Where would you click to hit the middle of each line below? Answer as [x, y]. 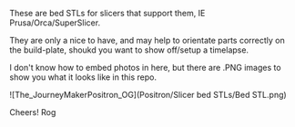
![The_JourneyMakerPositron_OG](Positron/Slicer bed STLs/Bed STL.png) [148, 95]
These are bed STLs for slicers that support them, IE [107, 13]
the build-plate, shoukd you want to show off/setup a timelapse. [129, 50]
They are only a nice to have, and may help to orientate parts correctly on [147, 40]
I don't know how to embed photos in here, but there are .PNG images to [145, 68]
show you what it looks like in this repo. [83, 77]
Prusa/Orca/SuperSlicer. [55, 23]
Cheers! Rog [33, 112]
